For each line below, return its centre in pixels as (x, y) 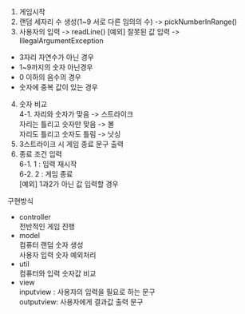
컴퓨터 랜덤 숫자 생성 (51, 245)
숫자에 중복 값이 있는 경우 (59, 87)
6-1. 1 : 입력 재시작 (48, 164)
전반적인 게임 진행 (47, 227)
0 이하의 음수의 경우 (50, 77)
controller (35, 217)
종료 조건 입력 (40, 154)
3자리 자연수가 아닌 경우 (57, 57)
